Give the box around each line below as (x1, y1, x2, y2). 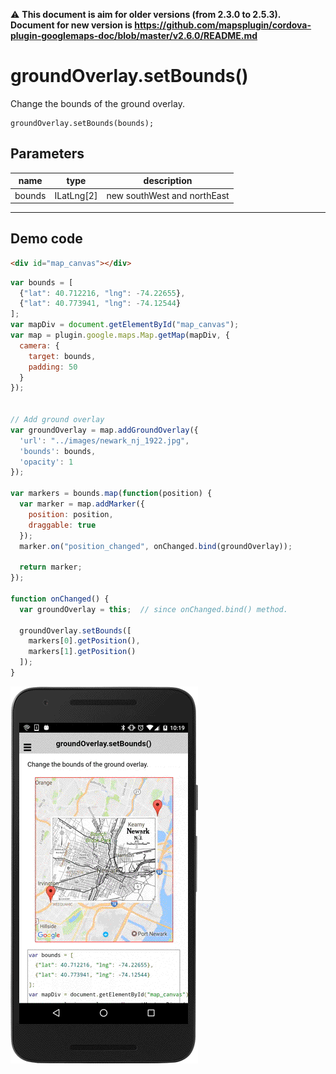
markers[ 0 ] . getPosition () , (28, 636, 141, 646)
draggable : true (28, 520, 97, 530)
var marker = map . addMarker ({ (19, 499, 145, 509)
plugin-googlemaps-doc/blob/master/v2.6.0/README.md (10, 30, 258, 41)
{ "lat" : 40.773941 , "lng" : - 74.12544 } (19, 299, 182, 309)
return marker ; (19, 562, 83, 573)
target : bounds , (28, 351, 97, 361)
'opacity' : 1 (19, 457, 74, 467)
